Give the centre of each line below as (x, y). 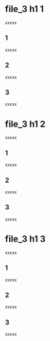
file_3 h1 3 (25, 239)
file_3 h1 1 (25, 9)
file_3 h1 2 (25, 124)
